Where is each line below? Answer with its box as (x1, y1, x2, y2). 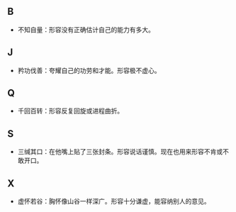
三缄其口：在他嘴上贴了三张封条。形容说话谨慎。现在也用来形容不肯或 (17, 147, 223, 156)
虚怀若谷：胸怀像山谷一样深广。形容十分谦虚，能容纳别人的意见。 (17, 197, 210, 206)
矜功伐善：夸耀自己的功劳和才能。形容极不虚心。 (17, 66, 161, 74)
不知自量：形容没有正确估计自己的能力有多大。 (17, 25, 154, 34)
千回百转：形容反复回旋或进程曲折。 (17, 106, 124, 116)
